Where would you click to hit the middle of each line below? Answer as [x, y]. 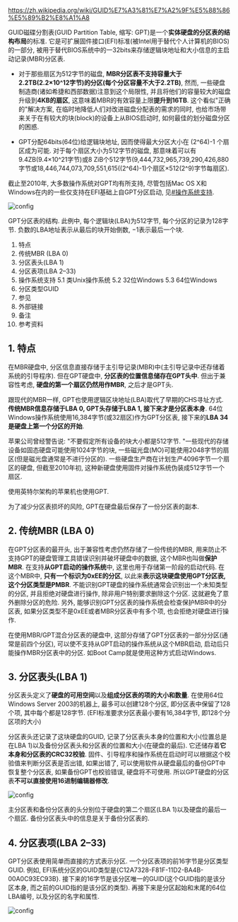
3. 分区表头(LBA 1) [48, 677]
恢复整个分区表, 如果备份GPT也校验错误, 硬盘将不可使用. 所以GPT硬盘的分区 [119, 772]
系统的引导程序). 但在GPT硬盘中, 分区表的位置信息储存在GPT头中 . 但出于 [114, 376]
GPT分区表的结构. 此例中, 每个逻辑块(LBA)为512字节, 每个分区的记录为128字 [118, 221]
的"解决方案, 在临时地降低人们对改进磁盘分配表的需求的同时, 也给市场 [119, 109]
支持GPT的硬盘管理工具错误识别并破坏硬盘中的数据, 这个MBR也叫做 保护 [113, 558]
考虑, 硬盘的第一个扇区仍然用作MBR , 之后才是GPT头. [97, 384]
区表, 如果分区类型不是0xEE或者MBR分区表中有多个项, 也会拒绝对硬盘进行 [115, 611]
